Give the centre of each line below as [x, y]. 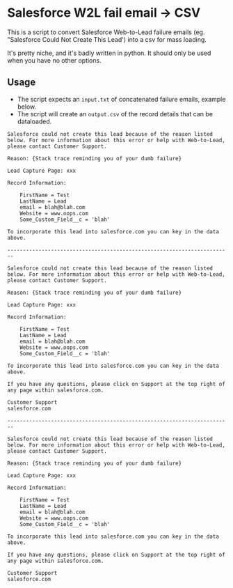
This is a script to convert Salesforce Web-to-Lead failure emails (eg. [106, 32]
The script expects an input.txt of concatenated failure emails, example [121, 99]
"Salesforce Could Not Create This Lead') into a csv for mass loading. [107, 39]
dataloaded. [34, 121]
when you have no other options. [55, 60]
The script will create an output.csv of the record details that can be [115, 114]
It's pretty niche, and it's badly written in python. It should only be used [109, 53]
